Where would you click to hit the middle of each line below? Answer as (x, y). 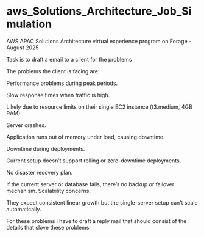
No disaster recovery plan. (40, 172)
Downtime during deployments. (46, 148)
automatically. (24, 209)
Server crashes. (26, 125)
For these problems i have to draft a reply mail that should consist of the (97, 221)
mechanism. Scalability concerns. (49, 191)
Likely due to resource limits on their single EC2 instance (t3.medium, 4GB (100, 107)
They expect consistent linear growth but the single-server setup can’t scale (102, 202)
